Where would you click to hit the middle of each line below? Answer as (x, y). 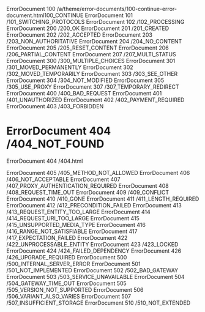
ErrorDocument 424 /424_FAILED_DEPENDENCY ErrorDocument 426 (94, 251)
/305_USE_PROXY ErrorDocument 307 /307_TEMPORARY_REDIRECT (93, 87)
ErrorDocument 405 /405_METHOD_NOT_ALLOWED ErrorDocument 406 (98, 173)
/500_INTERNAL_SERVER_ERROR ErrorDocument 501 (73, 264)
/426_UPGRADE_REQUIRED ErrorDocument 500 (67, 257)
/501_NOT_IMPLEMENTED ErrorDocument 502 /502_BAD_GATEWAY (92, 270)
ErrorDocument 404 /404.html (45, 161)
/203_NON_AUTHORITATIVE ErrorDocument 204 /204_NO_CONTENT (94, 41)
